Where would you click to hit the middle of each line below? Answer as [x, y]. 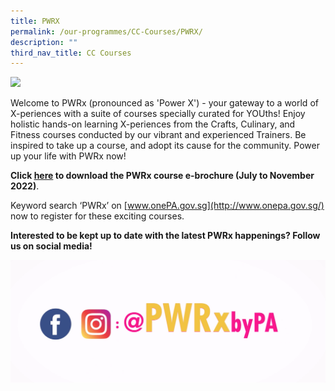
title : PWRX [35, 21]
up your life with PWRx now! [68, 156]
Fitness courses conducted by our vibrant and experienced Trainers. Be [158, 135]
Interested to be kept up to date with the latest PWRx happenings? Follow [165, 236]
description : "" [44, 42]
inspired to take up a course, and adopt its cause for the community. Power [165, 146]
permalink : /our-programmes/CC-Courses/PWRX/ [106, 31]
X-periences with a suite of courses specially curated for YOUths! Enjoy [158, 114]
